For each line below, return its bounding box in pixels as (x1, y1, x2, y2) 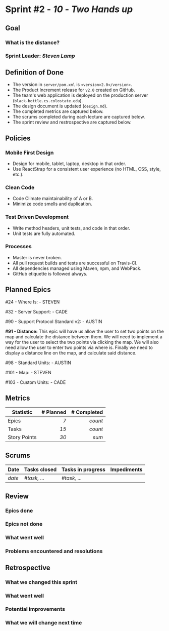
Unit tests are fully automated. (12, 230, 76, 236)
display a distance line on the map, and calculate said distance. (5, 349, 137, 356)
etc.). (12, 171, 24, 177)
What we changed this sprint (5, 578, 78, 585)
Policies (5, 134, 31, 142)
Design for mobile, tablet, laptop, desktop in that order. (12, 161, 127, 167)
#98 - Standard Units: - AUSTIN (5, 360, 72, 366)
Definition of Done (5, 68, 64, 76)
